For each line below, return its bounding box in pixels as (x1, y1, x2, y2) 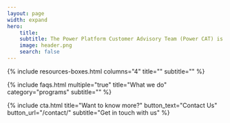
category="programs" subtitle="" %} (7, 87, 112, 96)
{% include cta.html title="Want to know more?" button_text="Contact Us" (7, 101, 218, 109)
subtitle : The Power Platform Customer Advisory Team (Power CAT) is (19, 36, 224, 43)
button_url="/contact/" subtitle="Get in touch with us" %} (7, 108, 170, 117)
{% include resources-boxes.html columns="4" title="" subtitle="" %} (7, 67, 205, 76)
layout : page (7, 10, 45, 17)
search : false (19, 49, 60, 56)
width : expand (7, 16, 48, 23)
